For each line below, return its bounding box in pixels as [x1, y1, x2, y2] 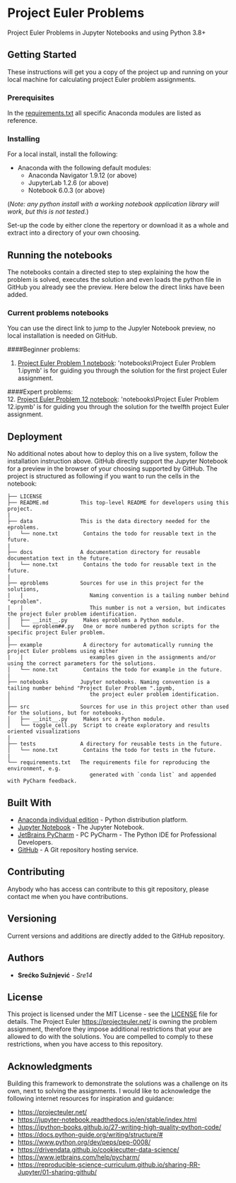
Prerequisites [7, 93, 54, 102]
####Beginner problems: [7, 345, 81, 354]
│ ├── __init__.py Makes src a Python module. [7, 716, 166, 723]
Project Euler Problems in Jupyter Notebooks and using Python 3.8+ [7, 28, 206, 37]
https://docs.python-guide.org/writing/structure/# [17, 1131, 163, 1139]
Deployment [7, 430, 63, 442]
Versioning [7, 913, 57, 925]
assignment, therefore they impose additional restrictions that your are [7, 1025, 213, 1033]
